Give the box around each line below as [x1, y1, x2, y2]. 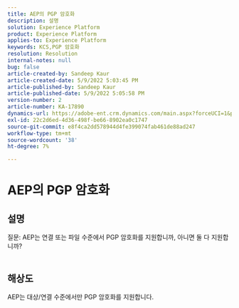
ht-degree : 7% [7, 143, 50, 150]
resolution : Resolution [7, 51, 78, 58]
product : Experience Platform [7, 30, 97, 38]
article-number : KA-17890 [7, 103, 84, 111]
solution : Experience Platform [7, 24, 100, 31]
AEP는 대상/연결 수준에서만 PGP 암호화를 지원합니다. [7, 292, 154, 301]
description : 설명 [7, 17, 59, 24]
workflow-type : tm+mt [7, 130, 72, 137]
